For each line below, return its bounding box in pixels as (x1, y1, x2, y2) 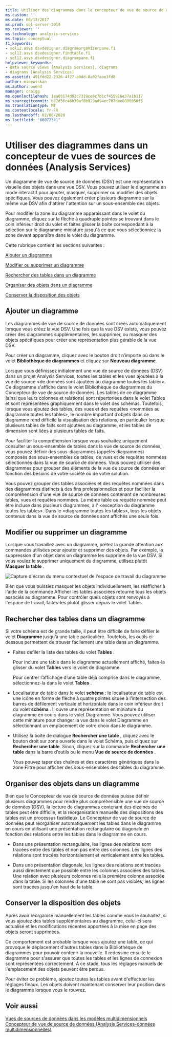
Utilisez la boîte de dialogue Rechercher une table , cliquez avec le (12, 733, 155, 739)
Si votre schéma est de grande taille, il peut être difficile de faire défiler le (5, 628, 160, 635)
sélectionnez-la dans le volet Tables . (12, 680, 92, 686)
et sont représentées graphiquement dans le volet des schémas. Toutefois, (5, 400, 163, 406)
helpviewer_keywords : (5, 60, 52, 65)
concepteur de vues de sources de (5, 150, 156, 162)
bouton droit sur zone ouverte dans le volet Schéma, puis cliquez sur (12, 738, 158, 744)
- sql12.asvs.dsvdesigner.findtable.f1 (5, 50, 91, 55)
